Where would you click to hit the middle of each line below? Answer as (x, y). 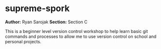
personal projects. (23, 41)
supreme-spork (37, 8)
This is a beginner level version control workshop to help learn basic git (77, 31)
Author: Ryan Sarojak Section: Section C (46, 22)
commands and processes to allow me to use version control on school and (81, 36)
